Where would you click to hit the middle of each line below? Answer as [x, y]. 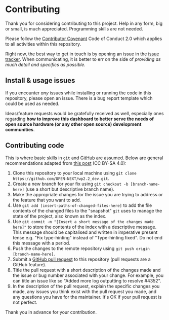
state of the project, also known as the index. [59, 216]
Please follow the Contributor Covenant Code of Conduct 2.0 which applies [84, 39]
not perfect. [25, 302]
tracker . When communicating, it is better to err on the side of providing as [83, 59]
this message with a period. [41, 243]
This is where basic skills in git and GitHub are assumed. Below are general [84, 158]
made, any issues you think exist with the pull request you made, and [85, 291]
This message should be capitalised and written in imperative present [85, 232]
